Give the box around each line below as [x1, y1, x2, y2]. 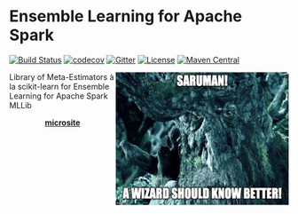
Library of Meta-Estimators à [9, 71, 114, 82]
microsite [44, 117, 81, 128]
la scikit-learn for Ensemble [9, 81, 110, 91]
